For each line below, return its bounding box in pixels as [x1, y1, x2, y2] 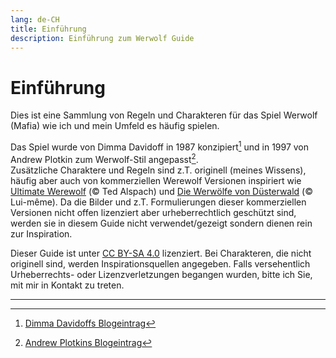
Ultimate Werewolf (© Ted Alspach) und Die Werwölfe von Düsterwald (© [10, 185, 314, 197]
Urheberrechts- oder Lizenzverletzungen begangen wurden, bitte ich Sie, [10, 268, 313, 280]
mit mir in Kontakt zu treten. [10, 279, 125, 291]
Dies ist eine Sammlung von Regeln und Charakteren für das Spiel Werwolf [10, 109, 318, 121]
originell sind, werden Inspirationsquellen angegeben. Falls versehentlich [10, 257, 311, 270]
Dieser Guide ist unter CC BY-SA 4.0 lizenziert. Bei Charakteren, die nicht [10, 247, 312, 259]
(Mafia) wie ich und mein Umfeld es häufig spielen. [10, 120, 220, 132]
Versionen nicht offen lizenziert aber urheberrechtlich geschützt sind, [10, 206, 297, 218]
